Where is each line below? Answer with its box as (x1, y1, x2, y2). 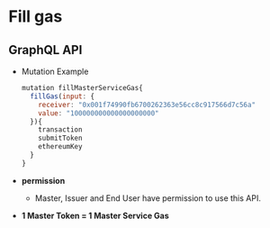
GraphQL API (8, 42, 83, 58)
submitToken (38, 133, 83, 143)
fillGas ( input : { (30, 92, 95, 101)
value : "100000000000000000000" (38, 108, 159, 118)
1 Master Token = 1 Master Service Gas (21, 210, 170, 221)
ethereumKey (38, 142, 83, 151)
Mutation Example (21, 66, 89, 77)
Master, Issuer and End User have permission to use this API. (34, 192, 262, 204)
